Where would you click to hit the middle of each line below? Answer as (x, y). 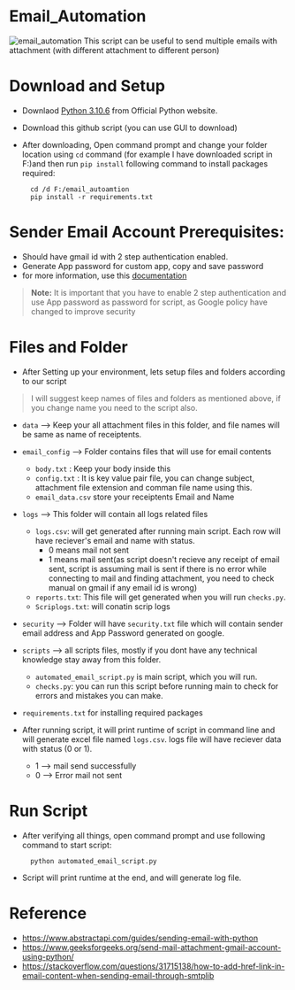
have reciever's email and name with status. (115, 540)
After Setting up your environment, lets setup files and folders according (153, 371)
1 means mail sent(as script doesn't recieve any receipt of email (164, 559)
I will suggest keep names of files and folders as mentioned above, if (155, 398)
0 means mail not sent (89, 550)
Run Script (49, 811)
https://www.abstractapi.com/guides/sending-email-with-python (140, 938)
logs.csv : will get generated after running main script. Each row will (158, 531)
